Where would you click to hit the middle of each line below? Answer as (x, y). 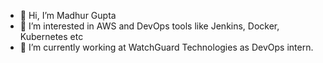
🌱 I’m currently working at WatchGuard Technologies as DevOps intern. (166, 47)
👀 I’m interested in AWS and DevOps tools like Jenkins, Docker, (149, 26)
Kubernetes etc (51, 36)
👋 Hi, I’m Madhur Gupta (68, 15)
